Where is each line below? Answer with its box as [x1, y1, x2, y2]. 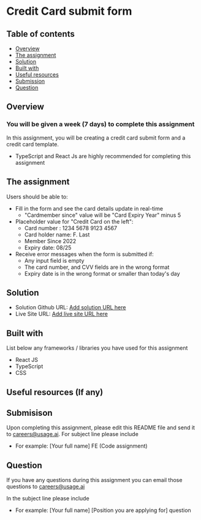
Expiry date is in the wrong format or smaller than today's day [24, 269, 180, 277]
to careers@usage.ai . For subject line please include [6, 431, 139, 438]
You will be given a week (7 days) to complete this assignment [6, 120, 195, 129]
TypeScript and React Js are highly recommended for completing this [15, 152, 191, 160]
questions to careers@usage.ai [6, 483, 85, 491]
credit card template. [6, 140, 59, 148]
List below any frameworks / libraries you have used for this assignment [6, 344, 188, 352]
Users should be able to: [6, 193, 69, 200]
